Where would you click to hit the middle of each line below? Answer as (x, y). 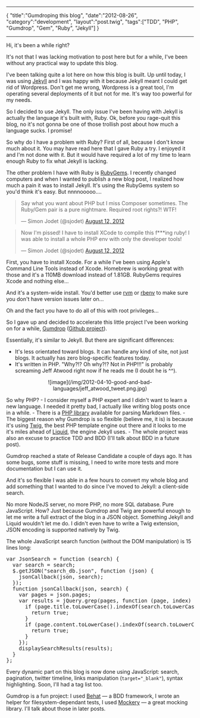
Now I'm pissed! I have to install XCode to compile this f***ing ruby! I (105, 233)
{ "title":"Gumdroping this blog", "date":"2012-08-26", (72, 15)
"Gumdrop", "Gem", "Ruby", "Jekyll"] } (53, 28)
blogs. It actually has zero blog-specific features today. (82, 358)
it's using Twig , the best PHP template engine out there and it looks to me (96, 425)
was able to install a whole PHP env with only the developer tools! (101, 239)
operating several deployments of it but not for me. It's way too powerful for (99, 94)
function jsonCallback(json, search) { (71, 589)
